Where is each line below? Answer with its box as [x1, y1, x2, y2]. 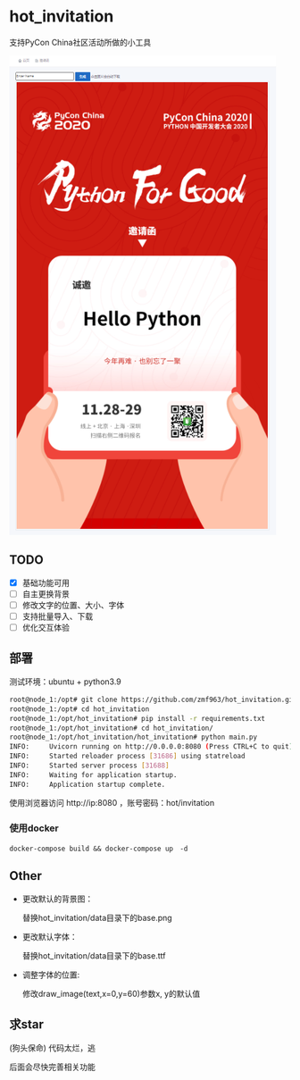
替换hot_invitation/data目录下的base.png [21, 912, 172, 923]
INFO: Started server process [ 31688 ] [9, 761, 170, 770]
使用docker [9, 822, 60, 834]
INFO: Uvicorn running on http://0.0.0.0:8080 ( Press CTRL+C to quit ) [9, 742, 294, 751]
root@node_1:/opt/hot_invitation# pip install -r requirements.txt [9, 714, 266, 723]
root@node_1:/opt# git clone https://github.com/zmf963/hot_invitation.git [9, 695, 297, 704]
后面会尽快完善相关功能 [9, 1061, 96, 1072]
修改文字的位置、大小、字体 [21, 599, 125, 610]
